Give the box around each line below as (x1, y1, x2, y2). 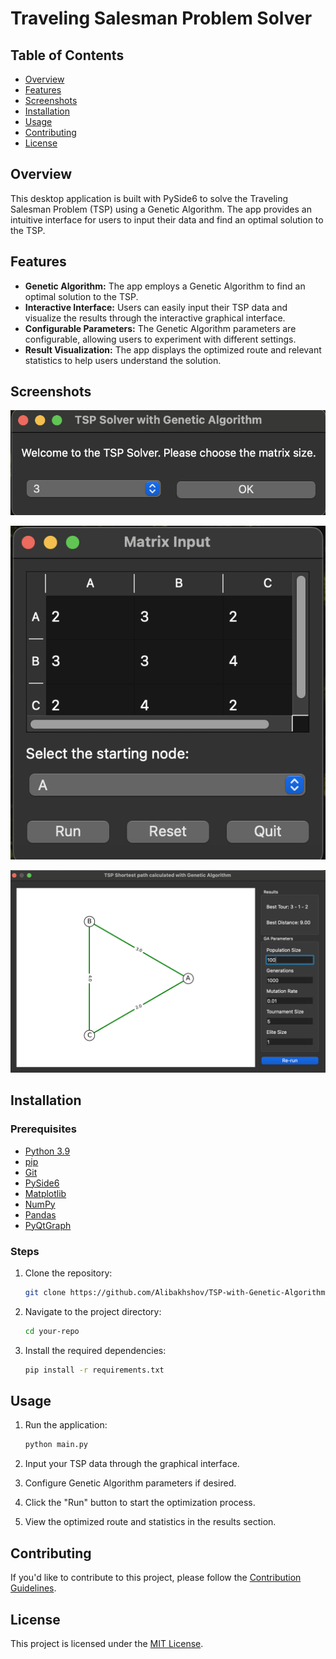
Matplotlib (24, 1187, 67, 1199)
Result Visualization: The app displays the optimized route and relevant (24, 343, 322, 356)
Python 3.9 (24, 1145, 71, 1157)
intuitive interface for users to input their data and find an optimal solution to (10, 213, 324, 226)
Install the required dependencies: (24, 1344, 167, 1356)
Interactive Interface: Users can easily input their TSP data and (24, 301, 288, 313)
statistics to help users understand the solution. (24, 354, 222, 366)
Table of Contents (10, 47, 125, 64)
